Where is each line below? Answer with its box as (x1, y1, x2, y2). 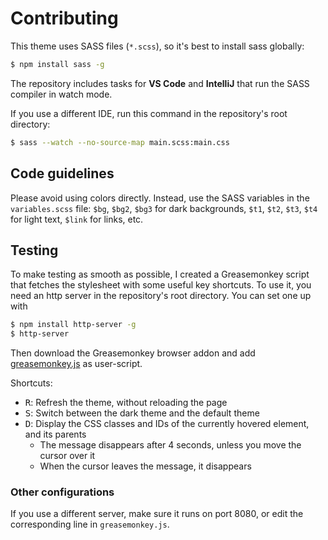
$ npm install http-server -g (10, 320, 137, 330)
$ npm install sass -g (10, 59, 105, 69)
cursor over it (39, 450, 96, 462)
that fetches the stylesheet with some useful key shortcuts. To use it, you (10, 279, 312, 291)
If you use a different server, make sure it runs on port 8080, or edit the (10, 508, 304, 520)
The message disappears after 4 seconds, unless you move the (39, 439, 302, 451)
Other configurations (10, 485, 115, 499)
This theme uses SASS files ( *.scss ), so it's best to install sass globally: (10, 40, 305, 52)
